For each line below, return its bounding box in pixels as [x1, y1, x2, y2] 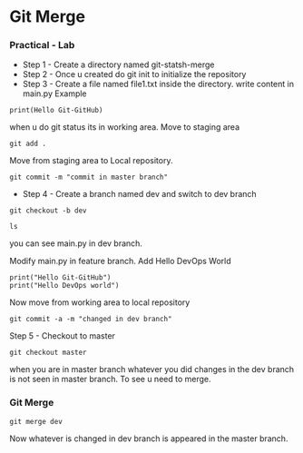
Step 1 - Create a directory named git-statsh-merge [22, 59, 215, 70]
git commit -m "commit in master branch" [9, 172, 169, 182]
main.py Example [22, 88, 88, 99]
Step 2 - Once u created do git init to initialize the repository [22, 69, 247, 80]
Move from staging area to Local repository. [9, 155, 173, 166]
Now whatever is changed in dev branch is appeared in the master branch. [9, 433, 288, 444]
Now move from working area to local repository [9, 297, 191, 308]
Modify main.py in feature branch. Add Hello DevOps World [9, 256, 231, 267]
